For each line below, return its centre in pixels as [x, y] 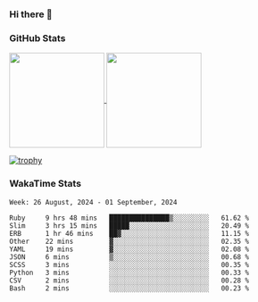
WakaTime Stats [46, 184]
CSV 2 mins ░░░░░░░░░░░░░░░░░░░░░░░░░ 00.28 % [129, 281]
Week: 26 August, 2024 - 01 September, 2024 [93, 202]
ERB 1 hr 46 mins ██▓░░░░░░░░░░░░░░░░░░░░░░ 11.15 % [129, 233]
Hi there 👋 [31, 14]
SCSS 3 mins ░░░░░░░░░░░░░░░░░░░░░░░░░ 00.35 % [129, 264]
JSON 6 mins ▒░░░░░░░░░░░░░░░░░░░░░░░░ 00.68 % [129, 257]
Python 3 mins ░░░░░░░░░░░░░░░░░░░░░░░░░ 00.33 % [129, 273]
